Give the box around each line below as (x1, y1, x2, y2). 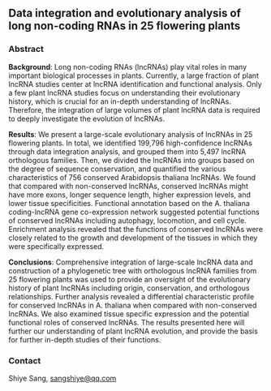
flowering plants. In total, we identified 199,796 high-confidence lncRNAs (8, 138, 253, 148)
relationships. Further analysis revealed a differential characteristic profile (8, 291, 255, 301)
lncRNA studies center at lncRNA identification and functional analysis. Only (8, 79, 262, 88)
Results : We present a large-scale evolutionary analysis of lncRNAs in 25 (8, 129, 253, 139)
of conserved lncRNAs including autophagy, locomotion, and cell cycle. (8, 215, 247, 226)
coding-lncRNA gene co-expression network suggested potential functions (8, 207, 260, 217)
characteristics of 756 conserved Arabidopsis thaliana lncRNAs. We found (8, 172, 256, 182)
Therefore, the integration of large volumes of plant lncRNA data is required (8, 105, 261, 114)
